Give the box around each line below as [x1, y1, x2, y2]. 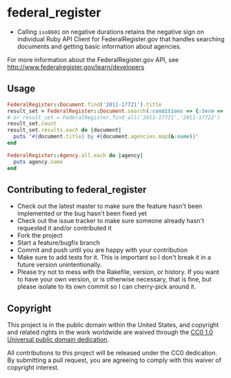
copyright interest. [7, 364, 60, 372]
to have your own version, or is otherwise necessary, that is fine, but [17, 275, 212, 284]
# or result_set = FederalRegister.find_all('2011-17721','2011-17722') [7, 114, 221, 121]
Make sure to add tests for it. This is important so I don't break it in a [17, 253, 212, 262]
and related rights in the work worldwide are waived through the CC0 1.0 [7, 328, 214, 337]
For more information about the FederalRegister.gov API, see [7, 55, 179, 63]
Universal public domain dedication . [7, 335, 109, 344]
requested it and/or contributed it [17, 224, 112, 232]
